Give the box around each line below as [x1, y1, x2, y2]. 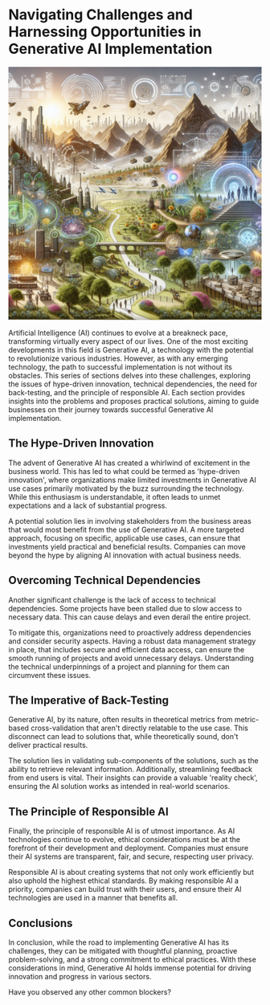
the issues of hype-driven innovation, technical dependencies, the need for [8, 379, 258, 389]
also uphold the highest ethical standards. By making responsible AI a [8, 876, 239, 885]
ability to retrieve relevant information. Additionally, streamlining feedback [8, 765, 253, 774]
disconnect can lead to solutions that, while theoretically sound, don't [8, 732, 239, 741]
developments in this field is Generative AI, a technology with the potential [8, 345, 254, 354]
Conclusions [8, 916, 73, 929]
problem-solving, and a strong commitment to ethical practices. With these [8, 954, 257, 964]
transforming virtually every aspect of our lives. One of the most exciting [8, 336, 248, 346]
